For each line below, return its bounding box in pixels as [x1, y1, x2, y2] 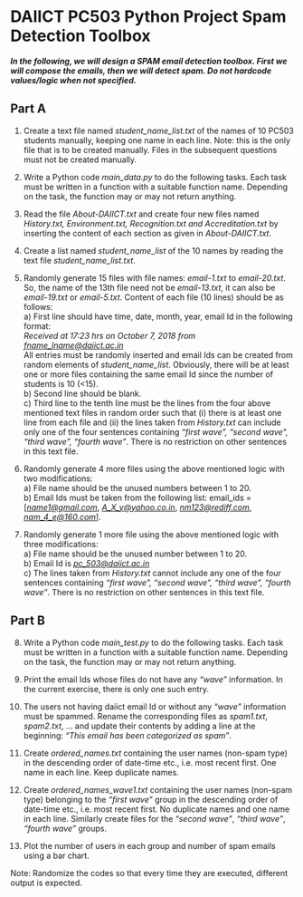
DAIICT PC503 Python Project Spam [10, 6, 287, 27]
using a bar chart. [23, 850, 90, 861]
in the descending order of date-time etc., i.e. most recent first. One [23, 757, 277, 767]
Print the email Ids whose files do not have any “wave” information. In [23, 673, 283, 685]
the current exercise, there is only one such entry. [23, 683, 210, 694]
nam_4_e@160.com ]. [23, 511, 102, 522]
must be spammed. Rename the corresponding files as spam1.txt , [23, 710, 268, 721]
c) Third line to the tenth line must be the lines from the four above [23, 397, 271, 409]
